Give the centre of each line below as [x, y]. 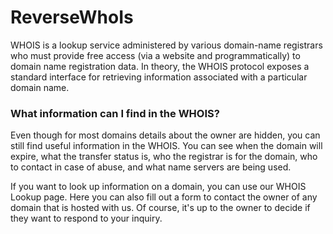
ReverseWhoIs [72, 17]
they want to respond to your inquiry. [86, 218]
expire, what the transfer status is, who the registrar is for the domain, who [164, 157]
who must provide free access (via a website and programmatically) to [155, 55]
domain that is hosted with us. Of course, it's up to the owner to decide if [160, 208]
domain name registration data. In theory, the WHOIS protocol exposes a [160, 66]
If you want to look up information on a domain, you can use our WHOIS [158, 187]
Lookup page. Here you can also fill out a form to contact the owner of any [164, 197]
